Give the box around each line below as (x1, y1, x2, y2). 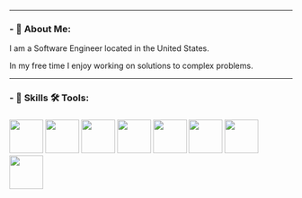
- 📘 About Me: (9, 22, 72, 35)
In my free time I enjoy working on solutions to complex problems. (9, 60, 253, 72)
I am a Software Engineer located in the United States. (9, 43, 209, 54)
